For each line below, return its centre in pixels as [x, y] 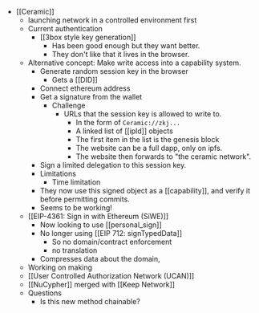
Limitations [58, 173]
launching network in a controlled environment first [112, 20]
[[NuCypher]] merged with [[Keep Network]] [101, 285]
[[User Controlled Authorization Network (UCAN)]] [111, 276]
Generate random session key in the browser [114, 71]
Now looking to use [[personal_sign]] [101, 225]
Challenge [69, 105]
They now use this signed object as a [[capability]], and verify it [145, 191]
